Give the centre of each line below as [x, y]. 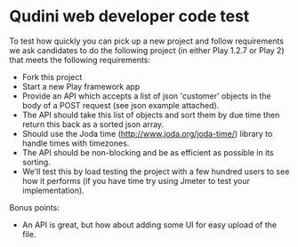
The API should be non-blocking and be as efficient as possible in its [148, 152]
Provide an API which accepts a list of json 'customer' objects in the [146, 96]
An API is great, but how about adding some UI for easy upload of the [149, 225]
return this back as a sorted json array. [93, 124]
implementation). [53, 190]
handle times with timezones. [76, 143]
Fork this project [52, 76]
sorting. [36, 162]
